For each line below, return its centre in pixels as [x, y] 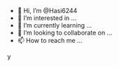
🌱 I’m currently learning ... [55, 25]
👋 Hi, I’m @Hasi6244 [47, 11]
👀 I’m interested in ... [47, 18]
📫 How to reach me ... [50, 40]
